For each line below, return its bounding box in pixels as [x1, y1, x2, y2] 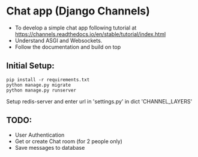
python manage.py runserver [6, 87, 77, 93]
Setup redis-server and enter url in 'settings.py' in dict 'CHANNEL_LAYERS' [6, 97, 193, 105]
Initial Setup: [6, 61, 55, 71]
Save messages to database [14, 144, 85, 151]
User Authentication [14, 131, 65, 138]
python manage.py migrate [6, 82, 71, 88]
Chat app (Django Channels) [6, 4, 150, 18]
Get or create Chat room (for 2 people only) [14, 137, 123, 145]
